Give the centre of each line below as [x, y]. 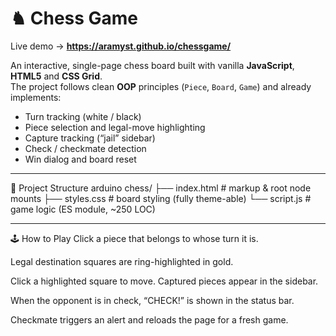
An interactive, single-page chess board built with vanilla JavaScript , [152, 65]
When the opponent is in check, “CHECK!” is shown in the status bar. [152, 300]
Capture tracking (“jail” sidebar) [90, 138]
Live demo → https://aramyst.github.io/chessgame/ [121, 46]
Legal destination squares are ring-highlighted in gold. [122, 261]
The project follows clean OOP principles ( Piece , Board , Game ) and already [161, 86]
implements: [36, 97]
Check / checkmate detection [85, 148]
